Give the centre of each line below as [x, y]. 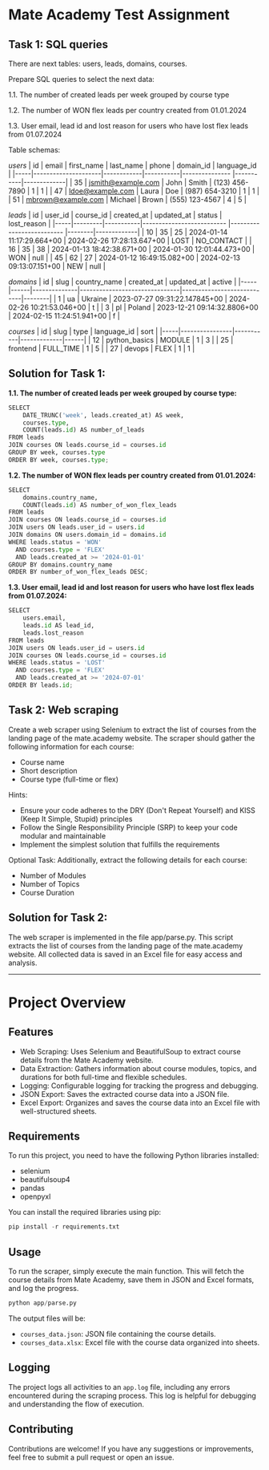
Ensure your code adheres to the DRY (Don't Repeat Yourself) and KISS [138, 810]
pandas [32, 1188]
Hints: [18, 794]
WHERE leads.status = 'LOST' [57, 663]
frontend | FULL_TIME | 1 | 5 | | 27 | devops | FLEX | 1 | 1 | [102, 348]
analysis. [23, 962]
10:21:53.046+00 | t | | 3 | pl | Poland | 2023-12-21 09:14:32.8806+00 [145, 307]
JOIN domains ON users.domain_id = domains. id [87, 535]
